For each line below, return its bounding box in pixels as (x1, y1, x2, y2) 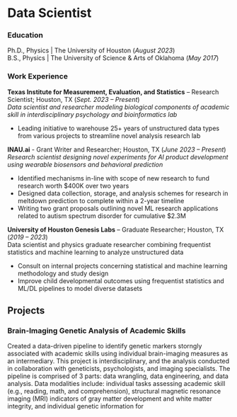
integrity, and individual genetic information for (7, 402, 144, 411)
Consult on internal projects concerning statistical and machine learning (17, 261, 228, 270)
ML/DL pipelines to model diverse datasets (17, 284, 143, 292)
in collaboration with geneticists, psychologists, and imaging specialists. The (7, 365, 231, 373)
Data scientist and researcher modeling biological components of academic (7, 103, 230, 111)
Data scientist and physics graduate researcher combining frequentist (7, 240, 211, 249)
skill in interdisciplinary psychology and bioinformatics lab (7, 110, 178, 118)
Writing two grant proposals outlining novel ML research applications (17, 204, 219, 212)
